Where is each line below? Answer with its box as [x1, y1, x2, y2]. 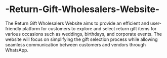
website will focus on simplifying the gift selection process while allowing [5, 36, 158, 42]
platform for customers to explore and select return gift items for [22, 25, 157, 31]
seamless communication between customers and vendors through [5, 41, 146, 47]
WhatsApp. [5, 47, 29, 53]
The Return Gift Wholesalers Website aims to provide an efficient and [5, 20, 149, 26]
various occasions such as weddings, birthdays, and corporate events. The [5, 31, 162, 37]
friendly [5, 25, 22, 31]
